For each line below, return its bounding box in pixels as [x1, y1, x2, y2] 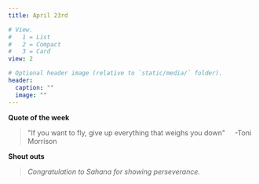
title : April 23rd [8, 11, 68, 20]
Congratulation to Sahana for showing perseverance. [27, 167, 201, 176]
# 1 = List [8, 33, 51, 41]
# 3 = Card [8, 48, 51, 56]
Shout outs [8, 151, 45, 161]
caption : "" [15, 83, 55, 91]
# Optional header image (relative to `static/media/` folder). [8, 69, 223, 77]
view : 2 [8, 55, 34, 63]
